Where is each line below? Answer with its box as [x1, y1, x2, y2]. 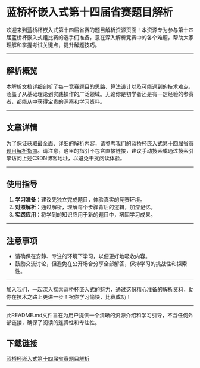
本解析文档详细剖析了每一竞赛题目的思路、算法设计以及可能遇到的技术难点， [6, 83, 194, 90]
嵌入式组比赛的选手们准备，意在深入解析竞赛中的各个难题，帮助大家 [26, 33, 194, 41]
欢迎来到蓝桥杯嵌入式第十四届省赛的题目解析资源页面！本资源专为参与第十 [6, 26, 189, 33]
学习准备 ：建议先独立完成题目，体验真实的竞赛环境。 [14, 196, 146, 203]
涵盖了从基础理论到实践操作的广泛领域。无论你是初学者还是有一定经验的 [6, 90, 183, 97]
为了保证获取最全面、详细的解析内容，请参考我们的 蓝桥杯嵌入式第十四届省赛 [6, 140, 194, 147]
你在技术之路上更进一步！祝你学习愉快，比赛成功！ [6, 293, 132, 301]
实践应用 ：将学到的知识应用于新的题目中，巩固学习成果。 [14, 211, 156, 218]
